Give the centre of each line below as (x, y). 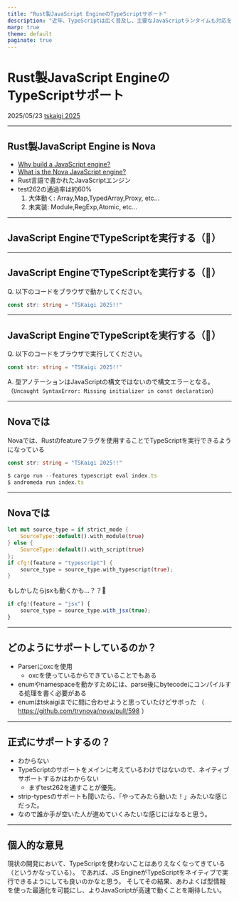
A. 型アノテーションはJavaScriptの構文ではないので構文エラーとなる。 (111, 382)
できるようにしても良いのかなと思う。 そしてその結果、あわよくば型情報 (119, 881)
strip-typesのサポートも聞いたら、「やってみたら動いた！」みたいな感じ (122, 796)
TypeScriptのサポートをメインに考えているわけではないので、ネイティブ (123, 769)
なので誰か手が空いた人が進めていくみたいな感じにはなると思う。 (114, 814)
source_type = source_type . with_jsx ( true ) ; (86, 611)
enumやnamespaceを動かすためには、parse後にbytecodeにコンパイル (121, 684)
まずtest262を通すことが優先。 (74, 787)
